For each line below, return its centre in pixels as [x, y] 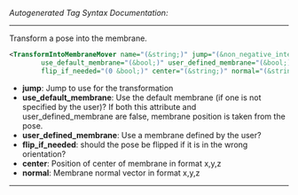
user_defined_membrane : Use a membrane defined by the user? [141, 135]
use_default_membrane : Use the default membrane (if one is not [141, 97]
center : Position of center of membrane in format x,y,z [122, 163]
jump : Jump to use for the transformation [98, 88]
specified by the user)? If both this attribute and [109, 106]
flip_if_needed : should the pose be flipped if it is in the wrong [135, 144]
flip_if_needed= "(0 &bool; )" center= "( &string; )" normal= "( [154, 71]
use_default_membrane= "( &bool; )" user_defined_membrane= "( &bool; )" [168, 62]
